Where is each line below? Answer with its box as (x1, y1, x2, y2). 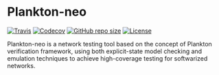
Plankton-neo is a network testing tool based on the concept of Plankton (7, 40, 213, 48)
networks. (7, 61, 36, 70)
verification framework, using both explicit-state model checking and (7, 47, 203, 55)
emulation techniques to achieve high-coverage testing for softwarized (7, 54, 208, 62)
